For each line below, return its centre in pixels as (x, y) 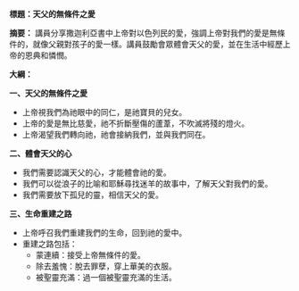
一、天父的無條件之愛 (48, 93)
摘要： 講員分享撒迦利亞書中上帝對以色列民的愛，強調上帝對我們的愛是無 (143, 33)
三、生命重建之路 (41, 214)
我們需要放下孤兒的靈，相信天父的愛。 (92, 195)
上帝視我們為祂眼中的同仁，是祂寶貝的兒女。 (104, 112)
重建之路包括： (50, 244)
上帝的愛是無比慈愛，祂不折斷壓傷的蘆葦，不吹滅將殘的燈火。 (136, 123)
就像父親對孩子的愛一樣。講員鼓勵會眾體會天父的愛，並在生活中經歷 (158, 44)
